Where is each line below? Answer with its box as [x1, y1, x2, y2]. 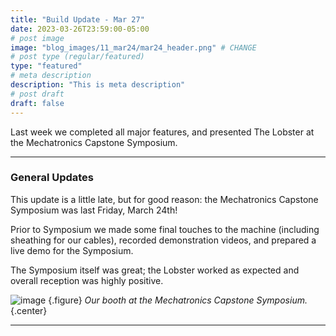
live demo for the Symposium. [10, 244, 134, 256]
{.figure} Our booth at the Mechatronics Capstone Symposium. [48, 294, 308, 306]
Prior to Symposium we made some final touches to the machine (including [10, 223, 320, 235]
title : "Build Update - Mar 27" [10, 14, 145, 25]
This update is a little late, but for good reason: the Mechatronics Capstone [10, 193, 319, 205]
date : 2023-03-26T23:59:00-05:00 [10, 24, 150, 34]
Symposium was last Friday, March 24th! [10, 204, 178, 216]
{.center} [10, 304, 48, 316]
